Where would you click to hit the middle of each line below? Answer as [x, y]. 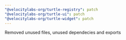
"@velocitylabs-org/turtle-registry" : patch [51, 10]
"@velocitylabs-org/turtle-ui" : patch [45, 14]
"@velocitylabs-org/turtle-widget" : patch [49, 19]
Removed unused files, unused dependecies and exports [63, 33]
